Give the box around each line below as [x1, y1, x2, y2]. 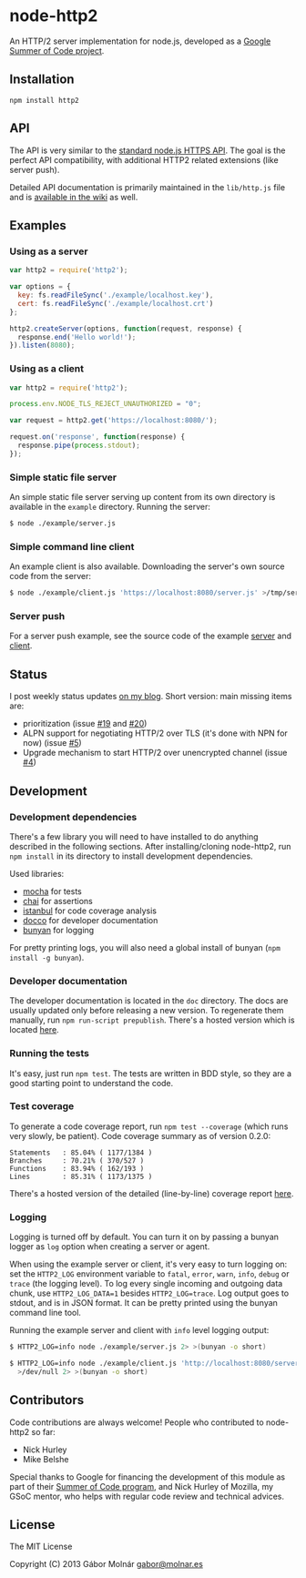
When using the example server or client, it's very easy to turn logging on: [9, 1258, 288, 1270]
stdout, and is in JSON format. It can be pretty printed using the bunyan [9, 1298, 278, 1308]
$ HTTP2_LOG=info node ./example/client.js [9, 1359, 178, 1368]
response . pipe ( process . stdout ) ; [17, 441, 141, 451]
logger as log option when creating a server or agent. [9, 1241, 210, 1252]
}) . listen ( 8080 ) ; [9, 341, 76, 351]
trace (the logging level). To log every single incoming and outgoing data [9, 1278, 283, 1289]
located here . [9, 1024, 59, 1035]
